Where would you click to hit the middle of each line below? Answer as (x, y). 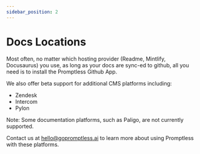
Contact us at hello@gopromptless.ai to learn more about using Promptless (100, 138)
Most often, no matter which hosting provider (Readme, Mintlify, (86, 59)
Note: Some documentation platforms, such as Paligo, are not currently (95, 119)
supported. (20, 126)
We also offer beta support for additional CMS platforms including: (89, 83)
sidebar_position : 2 (32, 12)
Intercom (26, 101)
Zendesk (26, 95)
